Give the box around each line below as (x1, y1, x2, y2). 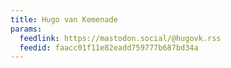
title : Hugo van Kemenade (10, 14, 118, 25)
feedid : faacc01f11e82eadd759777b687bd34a (19, 42, 199, 53)
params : (10, 24, 43, 34)
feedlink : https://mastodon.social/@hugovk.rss (19, 33, 222, 43)
